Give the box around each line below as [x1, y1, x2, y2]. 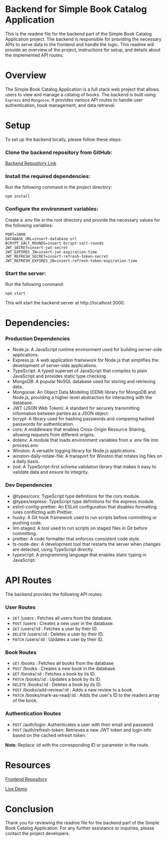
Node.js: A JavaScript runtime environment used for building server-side [12, 347, 162, 353]
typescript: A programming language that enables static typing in [12, 552, 146, 558]
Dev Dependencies [5, 481, 52, 488]
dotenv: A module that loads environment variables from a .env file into [12, 437, 159, 443]
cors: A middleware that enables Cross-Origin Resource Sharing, [12, 426, 146, 432]
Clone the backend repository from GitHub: [5, 149, 112, 156]
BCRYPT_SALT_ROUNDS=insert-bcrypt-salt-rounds [5, 241, 104, 246]
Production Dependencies [5, 335, 70, 342]
